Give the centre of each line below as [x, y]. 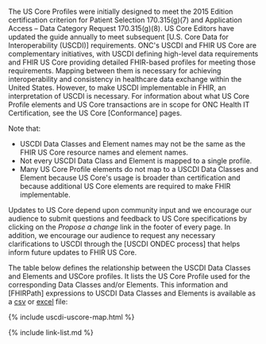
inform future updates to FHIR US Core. [73, 252]
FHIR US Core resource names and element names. [104, 152]
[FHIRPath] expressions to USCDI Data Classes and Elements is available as [132, 293]
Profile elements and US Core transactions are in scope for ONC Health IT [129, 104]
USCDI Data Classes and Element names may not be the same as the [133, 144]
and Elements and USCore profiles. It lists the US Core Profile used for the [129, 276]
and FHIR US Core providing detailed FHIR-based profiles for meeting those [132, 62]
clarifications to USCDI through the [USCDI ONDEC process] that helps [124, 244]
